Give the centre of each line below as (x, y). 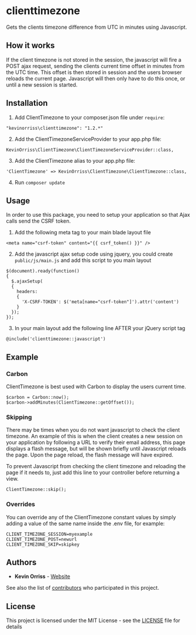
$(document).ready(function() (43, 271)
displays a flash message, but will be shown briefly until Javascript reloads (96, 449)
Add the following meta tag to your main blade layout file (82, 233)
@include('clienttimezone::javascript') (56, 339)
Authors (21, 562)
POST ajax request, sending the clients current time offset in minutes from (95, 66)
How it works (30, 46)
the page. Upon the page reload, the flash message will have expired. (90, 455)
